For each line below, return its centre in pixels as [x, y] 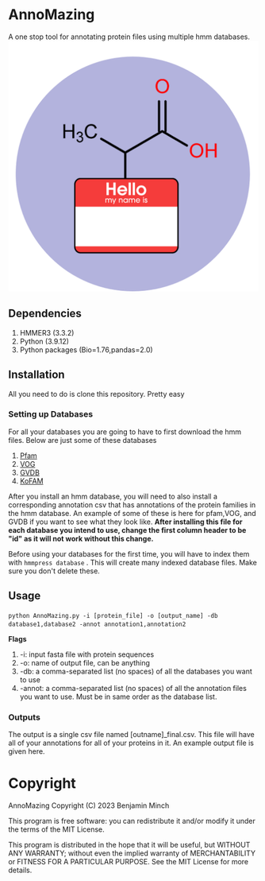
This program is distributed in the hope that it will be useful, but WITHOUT [129, 844]
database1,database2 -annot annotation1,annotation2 [97, 624]
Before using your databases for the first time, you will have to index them [129, 553]
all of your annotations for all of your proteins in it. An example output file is [131, 743]
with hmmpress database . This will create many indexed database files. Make [133, 562]
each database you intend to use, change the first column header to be [127, 530]
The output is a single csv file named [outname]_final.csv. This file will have [132, 734]
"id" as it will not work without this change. [81, 538]
